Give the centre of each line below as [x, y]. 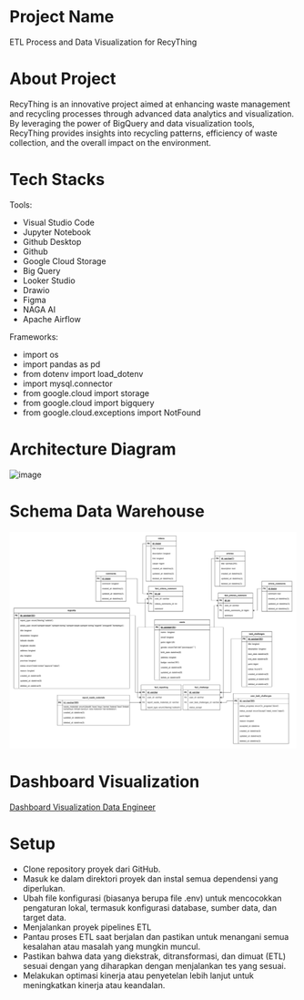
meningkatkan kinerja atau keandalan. [94, 985]
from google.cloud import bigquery [88, 403]
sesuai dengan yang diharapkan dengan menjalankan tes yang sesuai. [154, 966]
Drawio [36, 290]
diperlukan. [44, 889]
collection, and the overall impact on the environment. [111, 142]
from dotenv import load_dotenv [83, 373]
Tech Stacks [57, 180]
